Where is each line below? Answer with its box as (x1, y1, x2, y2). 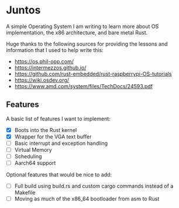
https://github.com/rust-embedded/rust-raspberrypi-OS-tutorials (14, 70, 172, 77)
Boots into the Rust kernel (14, 126, 77, 133)
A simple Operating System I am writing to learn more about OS (6, 23, 159, 30)
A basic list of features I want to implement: (6, 115, 111, 122)
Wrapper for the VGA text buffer (14, 133, 92, 140)
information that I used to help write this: (6, 46, 104, 53)
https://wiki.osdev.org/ (14, 77, 69, 84)
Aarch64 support (14, 160, 56, 167)
